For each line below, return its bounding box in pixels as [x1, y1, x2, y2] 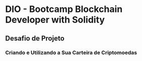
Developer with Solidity [5, 14, 105, 25]
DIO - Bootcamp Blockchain [5, 3, 123, 15]
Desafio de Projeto [5, 34, 64, 42]
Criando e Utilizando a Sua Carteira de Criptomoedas [5, 49, 137, 56]
